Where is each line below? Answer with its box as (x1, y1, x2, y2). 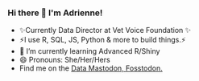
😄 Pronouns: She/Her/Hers (19, 55, 110, 65)
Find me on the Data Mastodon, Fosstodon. (19, 63, 163, 73)
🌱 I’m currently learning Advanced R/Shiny (19, 47, 160, 56)
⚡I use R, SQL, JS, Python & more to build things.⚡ (19, 35, 186, 45)
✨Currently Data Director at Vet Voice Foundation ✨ (19, 26, 191, 35)
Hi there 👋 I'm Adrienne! (7, 7, 103, 18)
